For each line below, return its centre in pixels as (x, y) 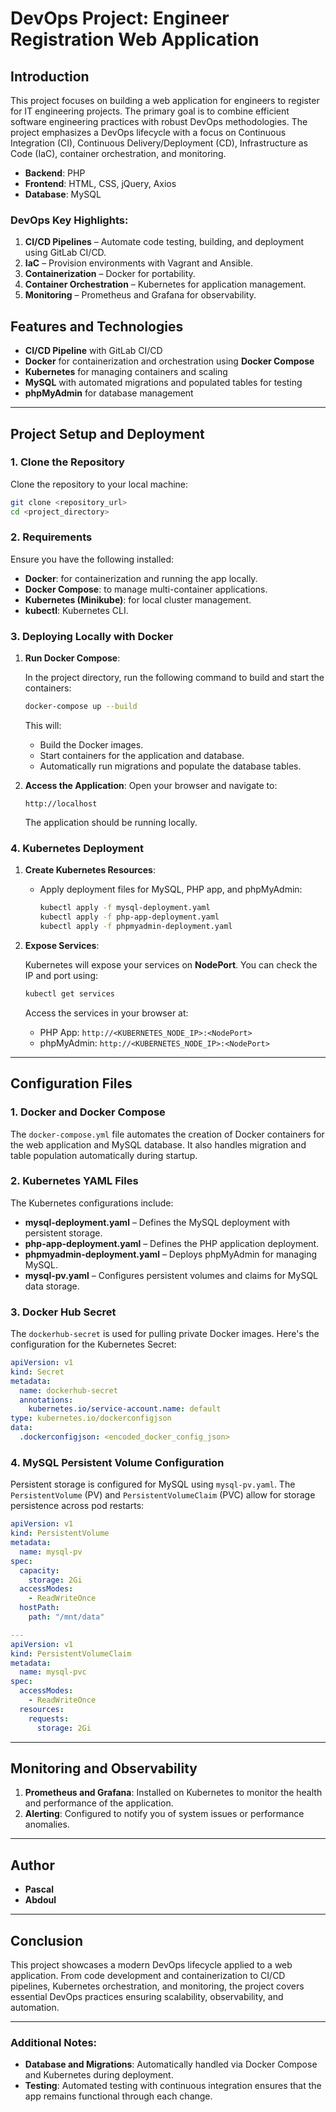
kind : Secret (37, 1372)
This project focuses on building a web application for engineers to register (165, 100)
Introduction (50, 76)
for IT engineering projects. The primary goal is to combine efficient (150, 111)
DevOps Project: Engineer (120, 18)
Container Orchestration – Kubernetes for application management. (165, 284)
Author (32, 1865)
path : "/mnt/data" (66, 1617)
